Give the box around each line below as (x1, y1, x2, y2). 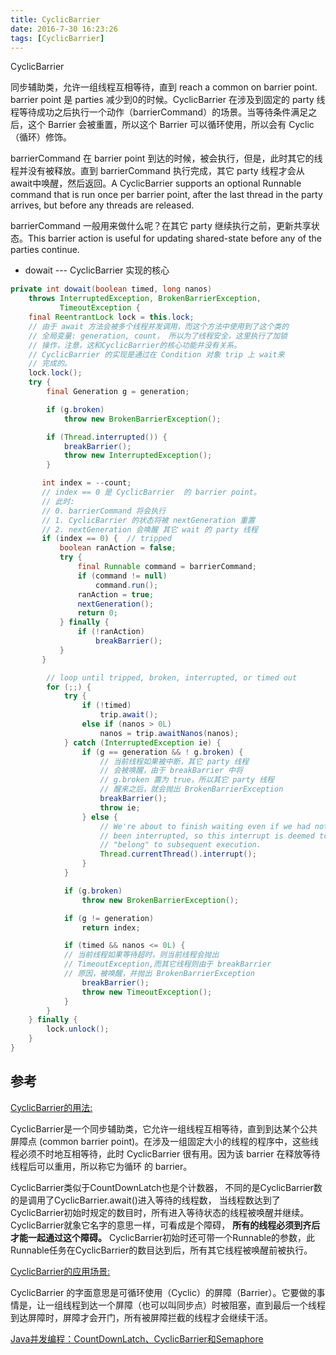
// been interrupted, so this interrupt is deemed (99, 831, 315, 841)
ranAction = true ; (77, 589, 155, 600)
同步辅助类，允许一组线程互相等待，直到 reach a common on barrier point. (10, 81, 318, 93)
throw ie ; (99, 802, 141, 813)
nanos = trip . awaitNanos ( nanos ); (99, 728, 240, 738)
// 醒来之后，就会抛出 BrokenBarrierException (99, 784, 284, 795)
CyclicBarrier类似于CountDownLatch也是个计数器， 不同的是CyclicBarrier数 (10, 1181, 323, 1193)
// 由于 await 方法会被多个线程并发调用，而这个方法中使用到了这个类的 (28, 321, 290, 331)
